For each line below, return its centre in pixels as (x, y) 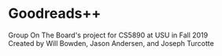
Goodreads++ (55, 14)
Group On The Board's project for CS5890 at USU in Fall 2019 (108, 35)
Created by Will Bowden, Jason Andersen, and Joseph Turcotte (111, 43)
